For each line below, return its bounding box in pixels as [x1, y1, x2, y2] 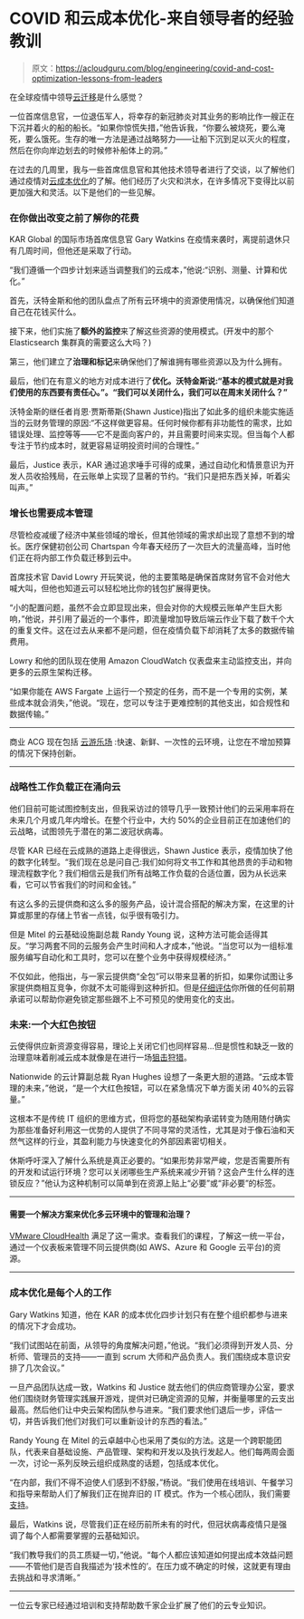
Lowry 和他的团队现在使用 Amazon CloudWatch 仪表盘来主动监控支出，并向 [9, 654, 292, 666]
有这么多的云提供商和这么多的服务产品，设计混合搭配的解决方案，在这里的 [9, 898, 287, 909]
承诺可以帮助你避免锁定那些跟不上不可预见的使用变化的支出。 [9, 994, 240, 1004]
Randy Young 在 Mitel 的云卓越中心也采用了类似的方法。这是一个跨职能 [9, 1434, 274, 1446]
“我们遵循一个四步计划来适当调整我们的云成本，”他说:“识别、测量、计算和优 [9, 265, 288, 276]
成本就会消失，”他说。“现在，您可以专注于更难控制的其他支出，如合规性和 [16, 697, 290, 708]
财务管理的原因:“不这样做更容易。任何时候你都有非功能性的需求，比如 [33, 418, 292, 429]
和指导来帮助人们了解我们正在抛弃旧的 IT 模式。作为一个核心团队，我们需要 [9, 1488, 291, 1498]
